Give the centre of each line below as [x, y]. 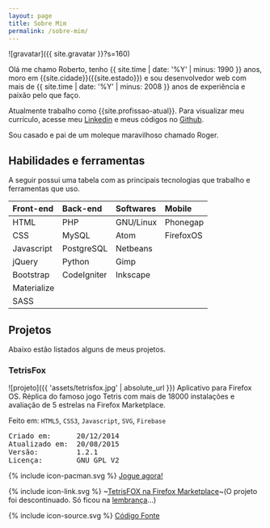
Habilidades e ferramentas [77, 161]
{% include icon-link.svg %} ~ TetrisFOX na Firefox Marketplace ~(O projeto [133, 492]
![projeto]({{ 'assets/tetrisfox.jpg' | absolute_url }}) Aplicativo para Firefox [130, 388]
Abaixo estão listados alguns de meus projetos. [87, 349]
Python [76, 262]
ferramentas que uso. [44, 189]
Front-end [33, 209]
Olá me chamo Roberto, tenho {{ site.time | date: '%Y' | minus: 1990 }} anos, [135, 70]
